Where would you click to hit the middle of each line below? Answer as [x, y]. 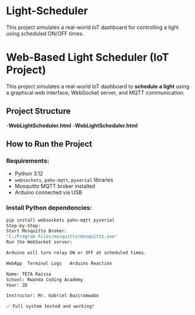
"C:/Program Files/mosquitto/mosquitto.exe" [62, 237]
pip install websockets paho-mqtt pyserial [61, 220]
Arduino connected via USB [48, 193]
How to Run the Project [49, 144]
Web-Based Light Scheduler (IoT [88, 58]
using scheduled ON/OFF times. [45, 33]
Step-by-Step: [24, 226]
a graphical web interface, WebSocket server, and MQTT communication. [95, 92]
